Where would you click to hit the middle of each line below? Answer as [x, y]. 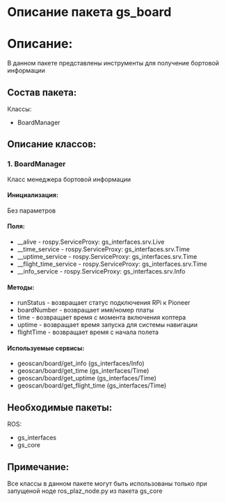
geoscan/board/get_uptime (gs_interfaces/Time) [87, 378]
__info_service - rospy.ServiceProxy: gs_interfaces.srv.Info [101, 271]
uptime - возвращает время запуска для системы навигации [107, 325]
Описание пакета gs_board [89, 12]
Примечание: [38, 467]
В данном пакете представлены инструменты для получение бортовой [113, 63]
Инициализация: [33, 195]
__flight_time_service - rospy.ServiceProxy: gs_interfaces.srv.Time [112, 264]
